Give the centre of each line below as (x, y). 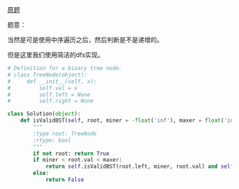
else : (41, 173)
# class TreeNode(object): (47, 75)
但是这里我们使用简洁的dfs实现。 (56, 55)
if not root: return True (71, 154)
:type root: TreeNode (65, 133)
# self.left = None (49, 94)
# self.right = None (51, 101)
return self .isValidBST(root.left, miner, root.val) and (132, 167)
